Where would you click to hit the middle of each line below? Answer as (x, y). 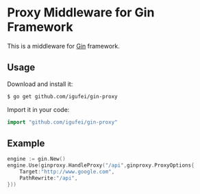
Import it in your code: (38, 109)
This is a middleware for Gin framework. (63, 46)
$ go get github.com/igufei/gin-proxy (62, 96)
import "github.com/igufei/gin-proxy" (62, 122)
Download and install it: (40, 84)
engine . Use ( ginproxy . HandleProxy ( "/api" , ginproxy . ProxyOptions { (101, 165)
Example (26, 143)
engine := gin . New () (37, 159)
